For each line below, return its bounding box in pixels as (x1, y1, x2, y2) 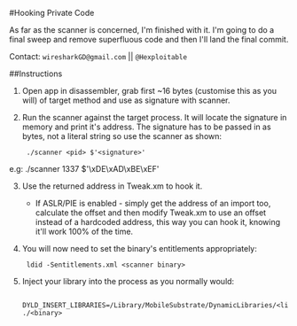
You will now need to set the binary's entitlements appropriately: (21, 244, 257, 253)
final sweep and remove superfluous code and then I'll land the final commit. (9, 35, 289, 44)
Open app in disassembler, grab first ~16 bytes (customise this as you (21, 86, 277, 96)
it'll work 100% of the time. (35, 226, 134, 237)
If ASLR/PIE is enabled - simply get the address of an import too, (35, 198, 271, 208)
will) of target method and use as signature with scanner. (21, 95, 231, 105)
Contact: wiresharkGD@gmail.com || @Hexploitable (9, 51, 188, 61)
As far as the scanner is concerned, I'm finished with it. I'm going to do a (9, 25, 275, 35)
